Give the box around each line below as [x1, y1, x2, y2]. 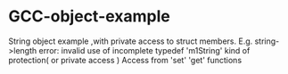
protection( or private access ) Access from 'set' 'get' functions [8, 54, 243, 65]
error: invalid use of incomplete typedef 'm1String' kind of [38, 45, 251, 55]
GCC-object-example [8, 6, 171, 27]
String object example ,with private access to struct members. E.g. [8, 36, 253, 46]
